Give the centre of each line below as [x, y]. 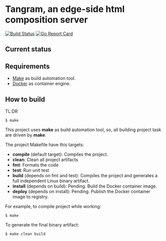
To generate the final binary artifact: [42, 225]
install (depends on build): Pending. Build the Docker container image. [84, 186]
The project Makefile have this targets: [45, 144]
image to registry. [30, 197]
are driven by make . [26, 135]
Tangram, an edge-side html [65, 9]
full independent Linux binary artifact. [51, 181]
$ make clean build [25, 234]
